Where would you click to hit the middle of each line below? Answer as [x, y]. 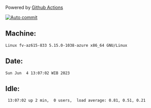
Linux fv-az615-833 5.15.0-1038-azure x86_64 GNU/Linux [66, 45]
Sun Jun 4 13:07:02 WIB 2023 [38, 73]
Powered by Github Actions [34, 7]
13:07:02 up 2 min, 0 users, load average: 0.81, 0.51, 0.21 [77, 101]
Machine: [21, 34]
